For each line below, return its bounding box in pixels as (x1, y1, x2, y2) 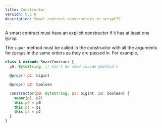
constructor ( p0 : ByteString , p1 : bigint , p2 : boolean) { (9, 91, 130, 96)
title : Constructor (5, 7, 46, 12)
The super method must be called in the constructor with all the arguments (5, 45, 158, 51)
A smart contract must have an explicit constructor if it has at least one (5, 30, 150, 36)
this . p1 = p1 (14, 105, 41, 110)
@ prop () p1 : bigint (9, 73, 50, 78)
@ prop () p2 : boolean (9, 82, 52, 87)
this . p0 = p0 (14, 100, 41, 105)
